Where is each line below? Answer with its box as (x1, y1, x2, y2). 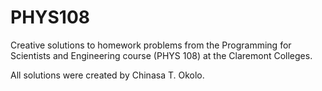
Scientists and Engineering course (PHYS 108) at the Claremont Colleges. (10, 49, 313, 61)
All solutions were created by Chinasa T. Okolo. (10, 69, 205, 81)
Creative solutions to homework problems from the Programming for (10, 39, 292, 51)
